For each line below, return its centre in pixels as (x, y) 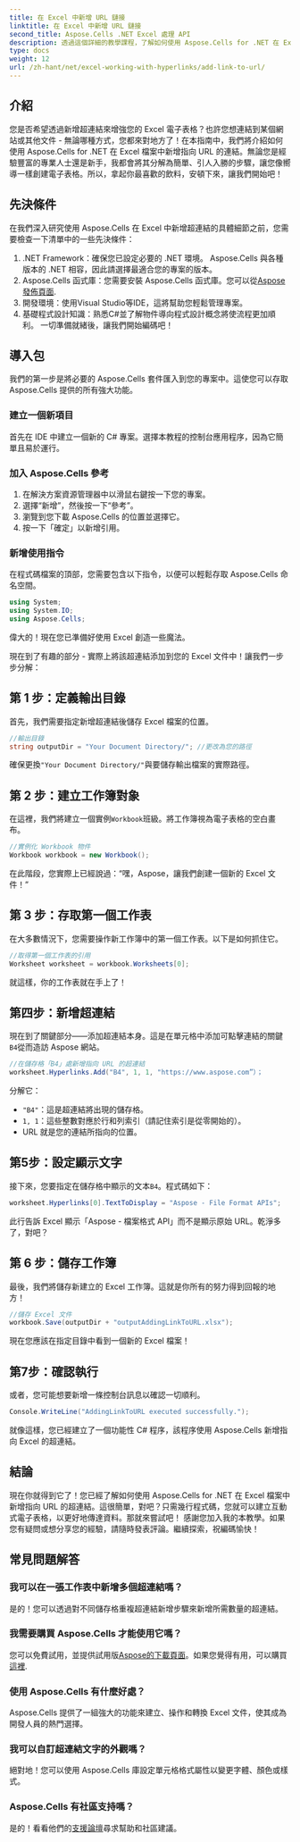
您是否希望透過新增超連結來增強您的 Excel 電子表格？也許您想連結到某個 (143, 129)
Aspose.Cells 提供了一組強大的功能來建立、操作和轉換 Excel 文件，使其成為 (148, 1712)
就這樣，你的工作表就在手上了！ (68, 982)
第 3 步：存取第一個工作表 (80, 915)
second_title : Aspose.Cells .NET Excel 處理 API (100, 34)
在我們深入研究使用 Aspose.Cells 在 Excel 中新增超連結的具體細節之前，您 (145, 228)
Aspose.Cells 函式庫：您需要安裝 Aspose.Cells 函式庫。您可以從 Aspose (154, 280)
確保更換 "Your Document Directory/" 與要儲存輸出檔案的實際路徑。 (132, 765)
